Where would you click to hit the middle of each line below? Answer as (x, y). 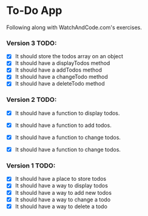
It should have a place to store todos (61, 179)
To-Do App (34, 11)
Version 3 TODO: (32, 43)
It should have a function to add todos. (63, 125)
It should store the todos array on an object (69, 56)
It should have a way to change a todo (63, 199)
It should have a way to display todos (61, 186)
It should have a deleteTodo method (60, 84)
